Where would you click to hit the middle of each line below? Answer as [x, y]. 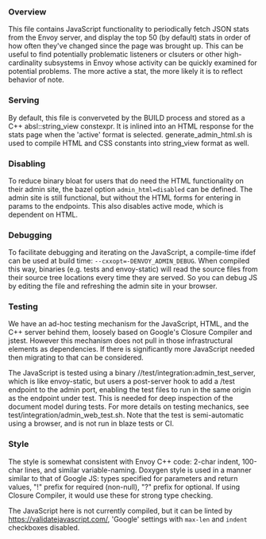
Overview [27, 12]
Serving [24, 100]
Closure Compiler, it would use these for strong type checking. [110, 495]
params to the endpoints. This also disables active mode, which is [116, 206]
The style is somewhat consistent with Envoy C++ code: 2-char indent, [124, 461]
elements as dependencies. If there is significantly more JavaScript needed [132, 349]
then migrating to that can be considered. [76, 358]
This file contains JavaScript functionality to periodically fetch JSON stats [129, 29]
